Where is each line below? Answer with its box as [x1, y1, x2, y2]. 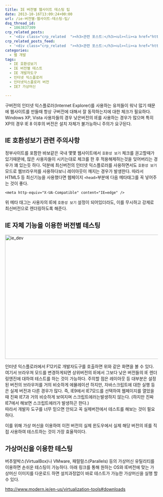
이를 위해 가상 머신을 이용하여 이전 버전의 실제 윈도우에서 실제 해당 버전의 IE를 [5, 422, 152, 429]
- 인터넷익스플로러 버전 [9, 79, 49, 84]
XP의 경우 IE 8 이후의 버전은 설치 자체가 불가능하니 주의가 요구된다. [5, 120, 132, 127]
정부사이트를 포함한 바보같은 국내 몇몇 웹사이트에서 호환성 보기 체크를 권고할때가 [5, 150, 155, 156]
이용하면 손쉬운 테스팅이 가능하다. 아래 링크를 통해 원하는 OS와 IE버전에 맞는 [5, 464, 149, 470]
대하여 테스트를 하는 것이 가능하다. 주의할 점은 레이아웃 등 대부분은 [21, 376, 147, 382]
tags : [5, 57, 16, 62]
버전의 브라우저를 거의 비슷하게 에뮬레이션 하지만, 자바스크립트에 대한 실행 [10, 382, 150, 388]
